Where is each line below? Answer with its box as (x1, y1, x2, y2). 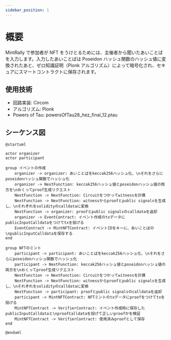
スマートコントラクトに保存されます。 (18, 68, 99, 75)
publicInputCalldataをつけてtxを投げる (5, 220, 84, 225)
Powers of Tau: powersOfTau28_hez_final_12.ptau (12, 112, 118, 118)
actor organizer (5, 151, 40, 156)
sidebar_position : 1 (5, 7, 50, 13)
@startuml (5, 142, 27, 147)
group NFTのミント (5, 245, 41, 251)
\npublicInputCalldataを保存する (5, 231, 73, 237)
